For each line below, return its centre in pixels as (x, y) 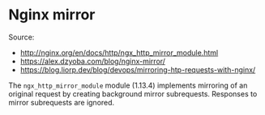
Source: (21, 37)
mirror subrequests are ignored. (62, 102)
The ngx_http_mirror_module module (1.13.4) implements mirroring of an (128, 85)
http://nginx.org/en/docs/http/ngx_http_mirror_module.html (119, 52)
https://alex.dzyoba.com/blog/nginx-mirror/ (93, 61)
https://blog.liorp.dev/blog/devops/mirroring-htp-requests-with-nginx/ (138, 69)
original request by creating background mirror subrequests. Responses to (133, 93)
